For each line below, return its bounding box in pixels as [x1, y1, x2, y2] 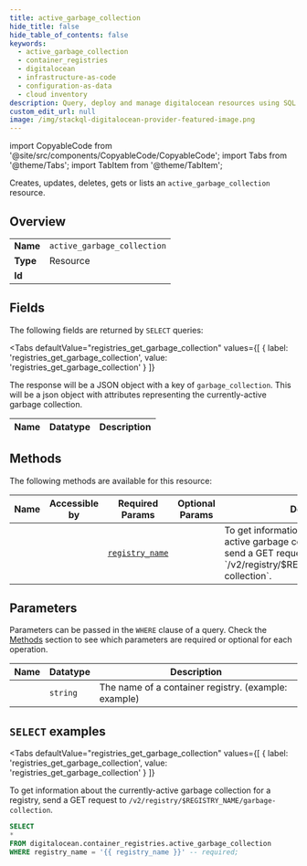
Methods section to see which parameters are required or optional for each [9, 634, 292, 645]
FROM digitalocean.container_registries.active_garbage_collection [9, 839, 272, 848]
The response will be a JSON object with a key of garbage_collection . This [9, 379, 291, 390]
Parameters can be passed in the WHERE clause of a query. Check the [9, 625, 268, 636]
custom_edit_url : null [9, 107, 96, 116]
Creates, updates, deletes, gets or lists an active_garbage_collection [9, 177, 271, 188]
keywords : [9, 38, 48, 48]
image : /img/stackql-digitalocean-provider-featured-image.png [9, 115, 256, 124]
